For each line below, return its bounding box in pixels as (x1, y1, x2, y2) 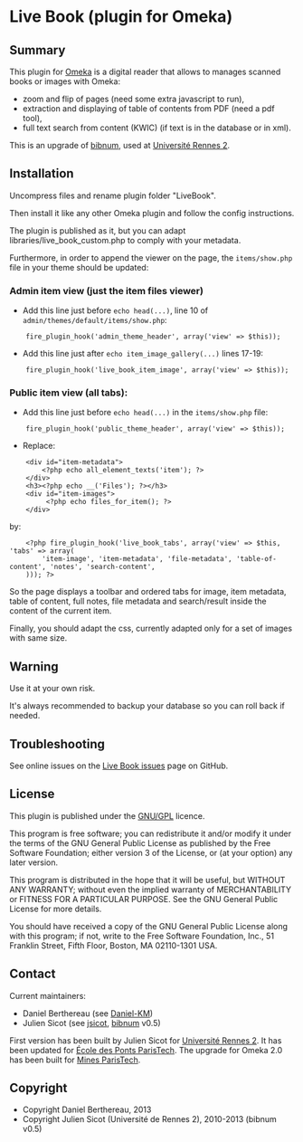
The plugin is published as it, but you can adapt (9, 224, 186, 236)
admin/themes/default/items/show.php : (22, 315, 167, 326)
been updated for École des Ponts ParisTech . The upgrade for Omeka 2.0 (9, 1044, 283, 1055)
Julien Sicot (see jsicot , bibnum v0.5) (22, 1017, 161, 1028)
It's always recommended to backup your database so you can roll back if (9, 700, 285, 711)
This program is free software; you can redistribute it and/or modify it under (9, 828, 292, 839)
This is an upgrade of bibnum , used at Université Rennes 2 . (9, 140, 231, 150)
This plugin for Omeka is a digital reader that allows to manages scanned (9, 66, 281, 77)
